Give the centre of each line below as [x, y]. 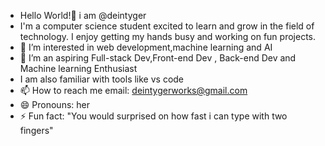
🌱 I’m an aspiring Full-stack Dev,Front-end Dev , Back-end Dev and [158, 58]
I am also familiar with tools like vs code [102, 79]
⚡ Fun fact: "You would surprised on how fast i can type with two [153, 116]
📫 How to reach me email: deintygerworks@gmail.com [133, 90]
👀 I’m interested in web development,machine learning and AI [146, 47]
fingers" [36, 130]
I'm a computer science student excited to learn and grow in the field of [167, 26]
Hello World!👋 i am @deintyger [83, 15]
